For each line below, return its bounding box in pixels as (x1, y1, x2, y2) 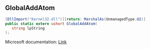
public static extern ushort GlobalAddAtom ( (5, 21, 98, 26)
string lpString (11, 26, 45, 31)
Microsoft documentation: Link (5, 39, 67, 45)
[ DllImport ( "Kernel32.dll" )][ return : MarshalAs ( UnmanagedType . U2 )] (5, 16, 146, 21)
